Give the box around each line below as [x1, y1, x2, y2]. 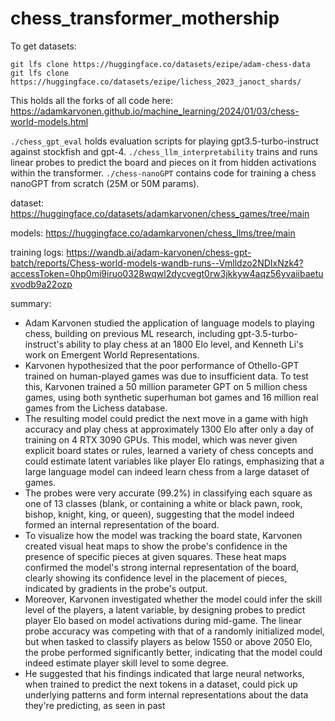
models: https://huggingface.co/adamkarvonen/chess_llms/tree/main [10, 227, 296, 239]
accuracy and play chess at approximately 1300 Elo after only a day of [24, 423, 315, 435]
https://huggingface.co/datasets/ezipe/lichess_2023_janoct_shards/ [10, 77, 302, 87]
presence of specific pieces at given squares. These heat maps [24, 550, 287, 562]
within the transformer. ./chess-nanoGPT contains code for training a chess [10, 167, 317, 179]
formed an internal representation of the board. [24, 518, 220, 531]
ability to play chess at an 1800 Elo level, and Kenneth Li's [66, 338, 304, 350]
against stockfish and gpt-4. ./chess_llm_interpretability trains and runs [10, 145, 319, 157]
